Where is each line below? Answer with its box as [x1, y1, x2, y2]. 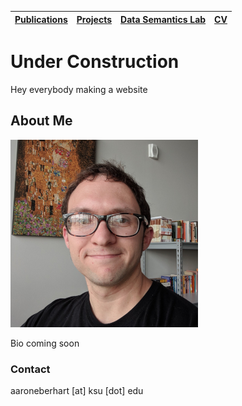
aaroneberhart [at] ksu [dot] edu [10, 385, 144, 397]
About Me [10, 112, 73, 130]
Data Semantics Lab [120, 13, 207, 25]
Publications [14, 13, 68, 25]
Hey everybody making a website [10, 83, 148, 95]
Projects [76, 13, 113, 25]
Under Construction [10, 51, 180, 73]
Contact [10, 362, 51, 376]
